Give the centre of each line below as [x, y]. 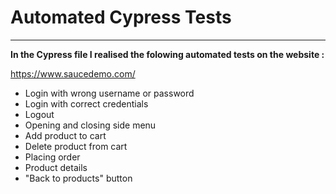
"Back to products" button [78, 178]
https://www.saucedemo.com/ [73, 73]
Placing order [52, 157]
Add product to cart [65, 135]
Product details [56, 167]
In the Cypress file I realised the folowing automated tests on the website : [167, 54]
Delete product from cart [76, 146]
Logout [39, 114]
